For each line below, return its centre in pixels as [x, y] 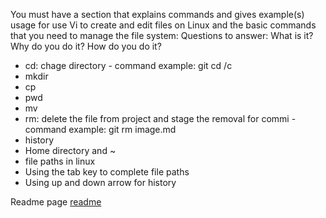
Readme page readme [56, 202]
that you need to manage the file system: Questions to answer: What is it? [162, 35]
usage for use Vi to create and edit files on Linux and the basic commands [163, 25]
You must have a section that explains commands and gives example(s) [157, 14]
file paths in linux [60, 161]
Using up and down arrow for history [100, 182]
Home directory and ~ [70, 150]
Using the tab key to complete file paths [107, 172]
